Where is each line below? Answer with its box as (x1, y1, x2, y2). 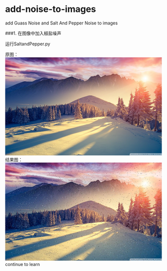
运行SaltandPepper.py (5, 41, 51, 47)
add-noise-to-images (5, 3, 96, 15)
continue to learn (5, 261, 40, 267)
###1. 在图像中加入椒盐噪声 (5, 30, 62, 36)
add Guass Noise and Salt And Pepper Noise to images (5, 20, 118, 26)
